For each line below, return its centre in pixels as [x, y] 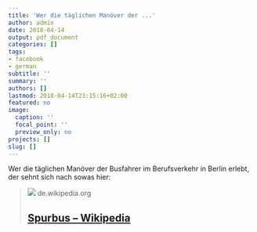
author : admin [31, 23]
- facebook [26, 60]
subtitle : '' [29, 74]
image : [19, 111]
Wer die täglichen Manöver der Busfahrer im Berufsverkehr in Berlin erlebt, [128, 169]
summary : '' [27, 81]
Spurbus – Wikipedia [79, 217]
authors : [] [27, 88]
